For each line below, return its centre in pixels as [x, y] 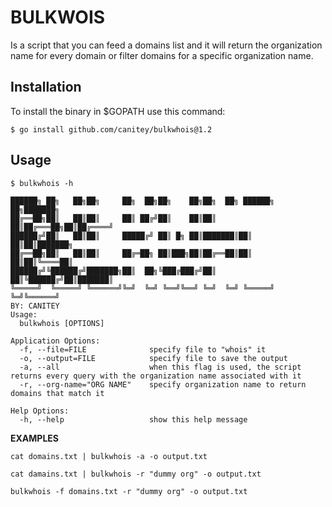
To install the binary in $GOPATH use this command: [118, 111]
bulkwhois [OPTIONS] [62, 323]
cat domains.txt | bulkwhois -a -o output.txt [109, 456]
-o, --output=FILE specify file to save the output [153, 358]
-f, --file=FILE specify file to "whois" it [143, 349]
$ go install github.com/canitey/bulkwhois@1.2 [111, 129]
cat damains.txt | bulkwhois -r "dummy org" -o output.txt [136, 474]
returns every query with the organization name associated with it [156, 376]
